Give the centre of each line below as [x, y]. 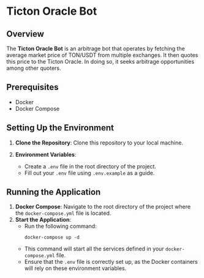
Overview [25, 34]
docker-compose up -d [52, 238]
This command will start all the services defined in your [94, 249]
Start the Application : [43, 220]
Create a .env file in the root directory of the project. [90, 166]
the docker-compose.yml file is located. [63, 213]
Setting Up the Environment [60, 128]
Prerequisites [32, 87]
